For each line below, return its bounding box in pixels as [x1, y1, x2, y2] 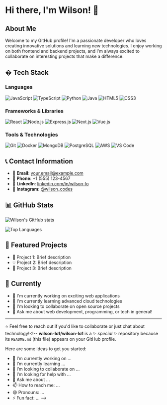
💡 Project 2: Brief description [12, 259, 72, 266]
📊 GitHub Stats [5, 201, 54, 210]
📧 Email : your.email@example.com [12, 170, 83, 176]
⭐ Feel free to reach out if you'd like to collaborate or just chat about [5, 323, 145, 329]
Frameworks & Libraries [5, 107, 64, 114]
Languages [5, 84, 33, 91]
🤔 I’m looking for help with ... [12, 371, 71, 377]
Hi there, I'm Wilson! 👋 [5, 4, 99, 16]
